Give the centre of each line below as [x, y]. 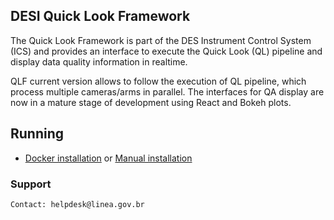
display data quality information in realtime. [99, 61]
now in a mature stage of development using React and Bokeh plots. [151, 102]
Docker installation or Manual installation [108, 158]
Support [31, 184]
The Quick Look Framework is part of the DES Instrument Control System [161, 40]
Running [37, 134]
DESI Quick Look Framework [100, 16]
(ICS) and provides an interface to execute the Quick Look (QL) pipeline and [166, 51]
